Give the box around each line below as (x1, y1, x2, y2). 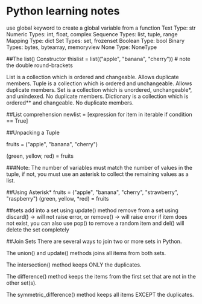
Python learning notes (6, 4, 120, 18)
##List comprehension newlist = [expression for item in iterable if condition (6, 111, 193, 118)
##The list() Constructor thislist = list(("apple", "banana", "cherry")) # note (6, 55, 191, 62)
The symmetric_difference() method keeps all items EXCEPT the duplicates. (6, 291, 194, 298)
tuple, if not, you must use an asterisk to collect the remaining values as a (6, 170, 189, 178)
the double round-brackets (6, 62, 74, 69)
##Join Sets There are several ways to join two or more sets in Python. (6, 238, 182, 245)
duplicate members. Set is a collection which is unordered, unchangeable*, (6, 86, 192, 93)
